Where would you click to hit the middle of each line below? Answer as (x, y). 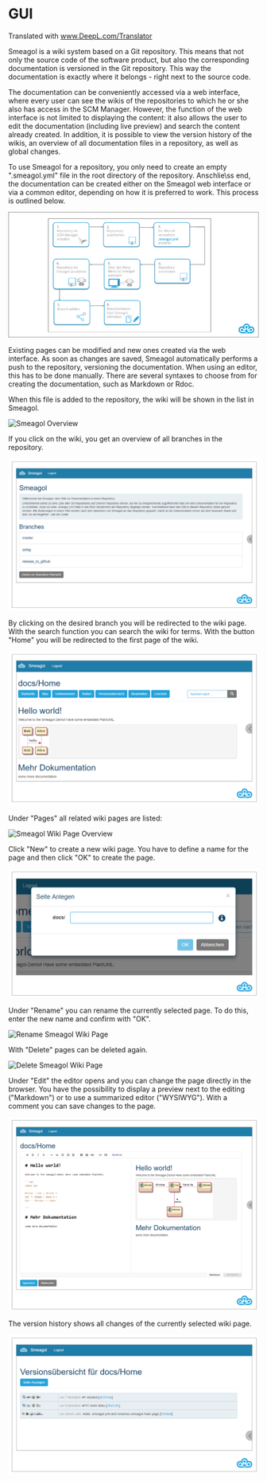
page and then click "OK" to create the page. (82, 858)
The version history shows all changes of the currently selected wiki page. (130, 1324)
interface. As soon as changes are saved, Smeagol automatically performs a (133, 358)
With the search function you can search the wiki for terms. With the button (132, 631)
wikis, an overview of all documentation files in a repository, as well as (123, 143)
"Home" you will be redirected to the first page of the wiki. (104, 640)
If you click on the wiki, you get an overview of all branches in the (115, 438)
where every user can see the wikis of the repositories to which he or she (128, 100)
